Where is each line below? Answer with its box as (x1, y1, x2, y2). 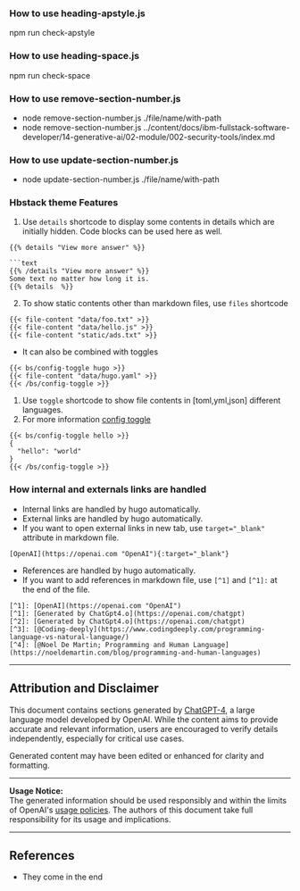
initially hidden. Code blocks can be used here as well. (21, 226, 223, 237)
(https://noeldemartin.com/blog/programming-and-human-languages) (9, 648, 262, 657)
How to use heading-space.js (9, 50, 140, 62)
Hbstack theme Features (9, 196, 119, 209)
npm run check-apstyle (9, 28, 96, 38)
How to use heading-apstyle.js (9, 7, 146, 20)
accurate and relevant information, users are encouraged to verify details (9, 723, 279, 734)
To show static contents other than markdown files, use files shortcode (21, 298, 288, 309)
